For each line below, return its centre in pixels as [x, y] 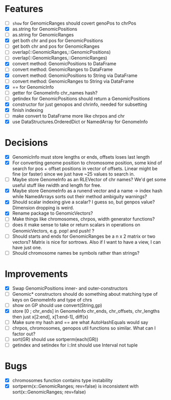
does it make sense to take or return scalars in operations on [76, 225]
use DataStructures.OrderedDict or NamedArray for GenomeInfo [80, 122]
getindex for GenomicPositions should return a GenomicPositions [81, 99]
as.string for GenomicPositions [45, 29]
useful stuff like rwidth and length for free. [57, 185]
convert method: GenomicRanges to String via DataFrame [73, 81]
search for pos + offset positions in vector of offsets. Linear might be [85, 169]
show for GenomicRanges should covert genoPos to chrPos [74, 23]
